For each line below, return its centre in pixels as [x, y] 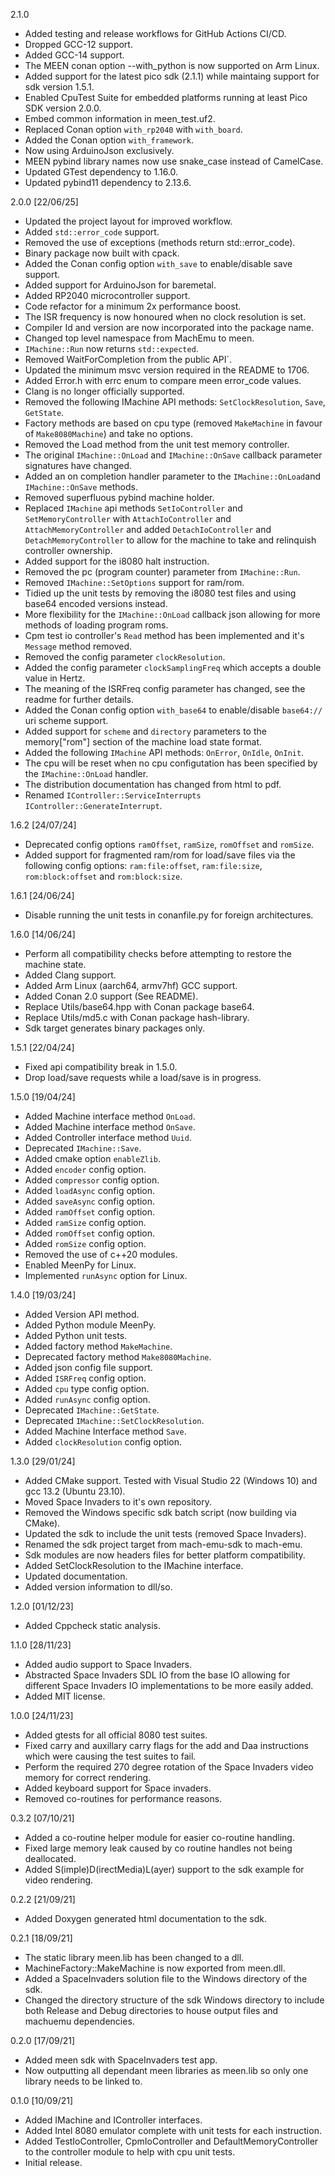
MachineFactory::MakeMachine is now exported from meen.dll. [155, 1968]
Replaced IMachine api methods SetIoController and [133, 508]
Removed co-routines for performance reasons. [123, 1798]
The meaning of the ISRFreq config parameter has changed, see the [165, 688]
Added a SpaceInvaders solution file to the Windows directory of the [166, 1978]
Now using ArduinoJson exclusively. [99, 150]
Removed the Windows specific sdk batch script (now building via [160, 1512]
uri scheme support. [66, 720]
